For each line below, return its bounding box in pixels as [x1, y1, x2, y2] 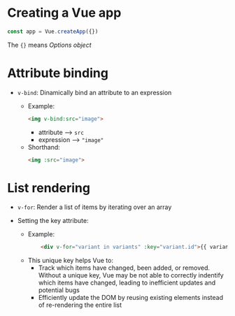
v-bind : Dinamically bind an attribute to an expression [17, 88, 172, 96]
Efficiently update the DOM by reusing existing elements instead [38, 294, 224, 302]
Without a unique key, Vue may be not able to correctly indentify [38, 271, 224, 280]
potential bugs [38, 286, 80, 294]
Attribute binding [7, 65, 108, 81]
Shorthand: [27, 143, 61, 151]
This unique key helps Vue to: [27, 257, 114, 265]
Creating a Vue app [7, 5, 122, 21]
